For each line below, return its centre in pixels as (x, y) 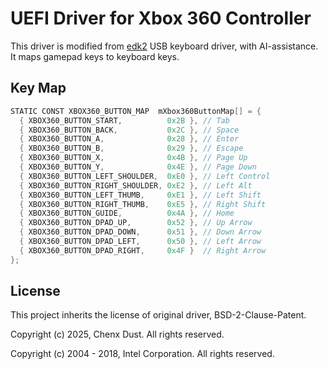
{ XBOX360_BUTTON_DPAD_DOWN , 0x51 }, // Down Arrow (140, 232)
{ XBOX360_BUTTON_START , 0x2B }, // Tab (124, 120)
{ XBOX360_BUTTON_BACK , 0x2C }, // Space (129, 130)
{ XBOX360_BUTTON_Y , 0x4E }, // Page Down (138, 167)
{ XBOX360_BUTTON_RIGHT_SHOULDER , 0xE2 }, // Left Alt (136, 185)
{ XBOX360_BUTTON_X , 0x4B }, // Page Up (133, 158)
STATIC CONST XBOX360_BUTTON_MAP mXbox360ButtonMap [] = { (136, 111)
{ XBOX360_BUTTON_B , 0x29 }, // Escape (131, 148)
